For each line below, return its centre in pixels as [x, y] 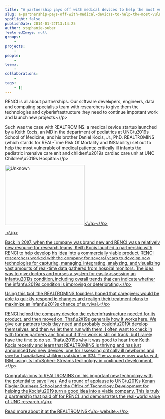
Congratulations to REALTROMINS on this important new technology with [79, 375]
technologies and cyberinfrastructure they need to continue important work [82, 112]
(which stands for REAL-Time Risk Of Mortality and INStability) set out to [78, 142]
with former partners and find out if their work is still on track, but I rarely [79, 334]
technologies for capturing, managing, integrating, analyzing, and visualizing [82, 263]
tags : [11, 83]
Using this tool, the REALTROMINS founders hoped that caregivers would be [82, 293]
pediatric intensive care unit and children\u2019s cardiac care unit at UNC [80, 153]
